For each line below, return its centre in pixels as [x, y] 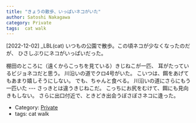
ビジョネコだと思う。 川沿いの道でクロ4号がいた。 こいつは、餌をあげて [100, 73]
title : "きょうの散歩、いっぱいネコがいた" [53, 12]
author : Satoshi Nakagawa [38, 17]
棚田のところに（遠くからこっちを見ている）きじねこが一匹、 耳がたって [95, 66]
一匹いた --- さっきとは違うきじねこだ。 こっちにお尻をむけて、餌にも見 [95, 88]
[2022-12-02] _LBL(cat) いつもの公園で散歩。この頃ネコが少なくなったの [96, 46]
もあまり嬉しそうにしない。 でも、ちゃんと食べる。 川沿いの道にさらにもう [99, 81]
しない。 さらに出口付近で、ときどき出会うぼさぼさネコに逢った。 [98, 96]
